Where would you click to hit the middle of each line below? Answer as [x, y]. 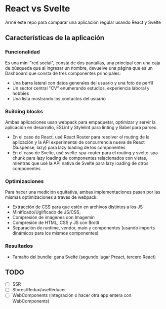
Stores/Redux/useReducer [39, 290]
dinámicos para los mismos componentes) [55, 233]
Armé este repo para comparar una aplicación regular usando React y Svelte [83, 22]
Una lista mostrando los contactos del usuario [59, 98]
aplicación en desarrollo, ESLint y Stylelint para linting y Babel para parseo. [82, 127]
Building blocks [24, 111]
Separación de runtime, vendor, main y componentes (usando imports [83, 228]
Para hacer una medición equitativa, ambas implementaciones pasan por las [83, 192]
